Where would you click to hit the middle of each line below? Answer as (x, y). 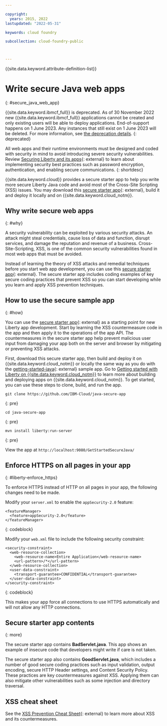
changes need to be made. (33, 492)
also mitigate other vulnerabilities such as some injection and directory (78, 681)
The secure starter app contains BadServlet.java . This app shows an (76, 645)
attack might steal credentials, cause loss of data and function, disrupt (78, 238)
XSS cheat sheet (32, 702)
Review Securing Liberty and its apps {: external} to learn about (70, 159)
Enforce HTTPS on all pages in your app (68, 465)
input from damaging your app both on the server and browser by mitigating (83, 343)
